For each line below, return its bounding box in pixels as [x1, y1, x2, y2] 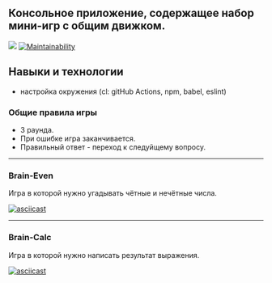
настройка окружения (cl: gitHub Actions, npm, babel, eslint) [19, 87, 227, 96]
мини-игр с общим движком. [8, 19, 166, 33]
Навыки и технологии [8, 65, 124, 79]
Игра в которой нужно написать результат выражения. [8, 250, 200, 260]
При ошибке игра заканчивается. [19, 133, 136, 143]
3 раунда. [19, 125, 54, 134]
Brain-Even [8, 170, 54, 181]
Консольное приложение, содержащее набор [8, 6, 255, 20]
